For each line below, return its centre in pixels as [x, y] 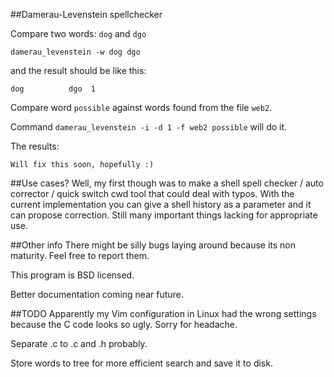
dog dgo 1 [53, 89]
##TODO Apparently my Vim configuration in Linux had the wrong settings [163, 313]
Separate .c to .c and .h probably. [79, 343]
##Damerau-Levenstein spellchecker [86, 14]
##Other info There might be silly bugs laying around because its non [153, 245]
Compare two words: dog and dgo [78, 33]
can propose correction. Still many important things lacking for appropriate [164, 215]
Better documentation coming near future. [97, 294]
